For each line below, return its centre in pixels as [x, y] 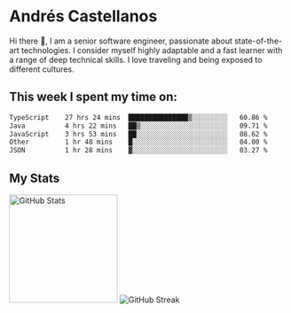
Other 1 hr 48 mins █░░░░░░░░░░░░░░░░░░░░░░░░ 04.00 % [138, 142]
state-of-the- [258, 41]
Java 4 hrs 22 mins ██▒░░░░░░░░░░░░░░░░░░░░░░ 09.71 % [138, 126]
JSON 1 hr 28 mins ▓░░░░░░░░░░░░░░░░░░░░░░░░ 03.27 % [138, 151]
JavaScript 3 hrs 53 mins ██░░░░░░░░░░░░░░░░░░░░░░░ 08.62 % [138, 134]
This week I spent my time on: [93, 97]
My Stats [35, 178]
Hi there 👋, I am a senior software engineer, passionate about [121, 41]
